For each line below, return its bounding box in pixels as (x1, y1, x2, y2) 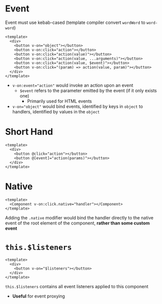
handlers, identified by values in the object (12, 108, 100, 114)
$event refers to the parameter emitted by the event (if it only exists (19, 88, 157, 94)
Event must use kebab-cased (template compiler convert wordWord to (5, 19, 146, 25)
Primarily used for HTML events (27, 98, 92, 104)
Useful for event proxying (12, 293, 65, 299)
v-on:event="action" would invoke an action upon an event (12, 82, 133, 88)
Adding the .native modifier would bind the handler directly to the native (5, 214, 154, 220)
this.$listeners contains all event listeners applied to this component (5, 283, 149, 289)
